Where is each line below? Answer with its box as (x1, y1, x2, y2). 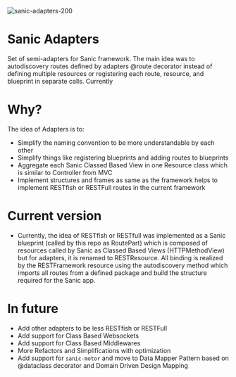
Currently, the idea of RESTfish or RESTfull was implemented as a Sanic (17, 231, 226, 239)
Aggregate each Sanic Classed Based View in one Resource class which (17, 160, 228, 169)
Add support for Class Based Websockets (17, 331, 139, 340)
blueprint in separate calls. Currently (7, 77, 113, 85)
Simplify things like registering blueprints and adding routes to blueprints (17, 153, 229, 162)
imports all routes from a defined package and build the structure (17, 268, 207, 277)
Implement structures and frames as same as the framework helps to (17, 176, 218, 184)
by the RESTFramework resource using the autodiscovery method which (17, 261, 228, 269)
